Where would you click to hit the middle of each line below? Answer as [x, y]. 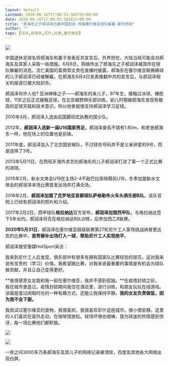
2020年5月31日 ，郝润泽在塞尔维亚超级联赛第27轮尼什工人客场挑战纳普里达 [83, 229]
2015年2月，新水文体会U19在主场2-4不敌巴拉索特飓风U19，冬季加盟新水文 [82, 178]
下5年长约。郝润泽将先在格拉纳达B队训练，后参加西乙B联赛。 [69, 219]
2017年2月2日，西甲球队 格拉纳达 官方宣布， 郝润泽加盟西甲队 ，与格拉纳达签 [83, 212]
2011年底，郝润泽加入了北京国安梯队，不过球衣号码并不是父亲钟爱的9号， [82, 144]
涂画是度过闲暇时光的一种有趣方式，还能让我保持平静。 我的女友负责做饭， [82, 293]
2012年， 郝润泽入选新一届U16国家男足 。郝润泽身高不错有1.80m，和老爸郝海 [84, 127]
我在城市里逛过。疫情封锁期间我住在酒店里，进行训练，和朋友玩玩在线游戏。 [84, 287]
